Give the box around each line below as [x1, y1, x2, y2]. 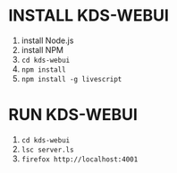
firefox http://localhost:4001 [21, 154, 139, 164]
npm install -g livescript [21, 74, 122, 83]
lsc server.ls [21, 145, 74, 154]
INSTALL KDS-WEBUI [8, 5, 169, 26]
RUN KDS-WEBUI [8, 105, 138, 125]
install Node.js [21, 35, 74, 46]
